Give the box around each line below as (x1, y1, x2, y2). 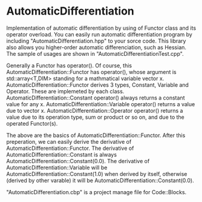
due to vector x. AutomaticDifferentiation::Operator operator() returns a (6, 107, 183, 114)
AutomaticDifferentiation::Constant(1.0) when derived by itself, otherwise (6, 170, 187, 177)
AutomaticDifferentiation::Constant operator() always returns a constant (6, 94, 185, 101)
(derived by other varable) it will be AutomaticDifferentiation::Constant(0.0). (6, 177, 195, 184)
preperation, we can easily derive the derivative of (6, 138, 132, 145)
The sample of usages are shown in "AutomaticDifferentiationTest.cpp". (6, 50, 184, 57)
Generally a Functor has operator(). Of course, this (6, 62, 132, 69)
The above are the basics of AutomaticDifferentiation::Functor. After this (6, 132, 186, 139)
